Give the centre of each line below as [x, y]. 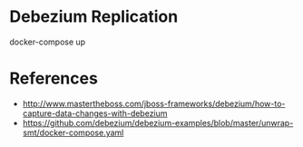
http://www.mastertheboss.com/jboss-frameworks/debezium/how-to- [154, 103]
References [54, 78]
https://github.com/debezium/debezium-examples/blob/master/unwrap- [158, 122]
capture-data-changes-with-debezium [95, 113]
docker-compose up [48, 42]
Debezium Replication [94, 17]
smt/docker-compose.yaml [73, 132]
